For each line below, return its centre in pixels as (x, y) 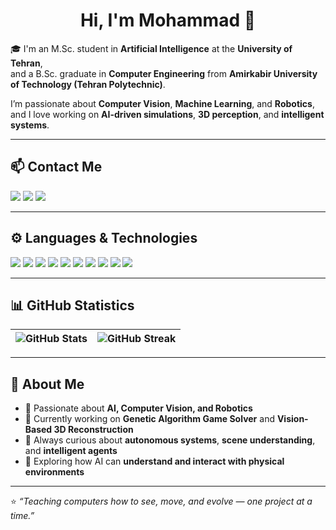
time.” (22, 516)
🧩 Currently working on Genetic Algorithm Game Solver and (149, 419)
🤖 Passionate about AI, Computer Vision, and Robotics (138, 408)
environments (54, 472)
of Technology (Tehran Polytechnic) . (88, 84)
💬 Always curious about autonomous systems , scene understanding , (170, 440)
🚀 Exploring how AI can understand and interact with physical (154, 461)
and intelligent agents (71, 451)
